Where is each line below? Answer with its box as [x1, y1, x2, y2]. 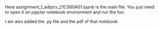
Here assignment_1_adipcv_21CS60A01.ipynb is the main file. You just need [5, 4, 155, 10]
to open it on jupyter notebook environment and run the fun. [5, 9, 125, 15]
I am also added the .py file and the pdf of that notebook [5, 19, 118, 24]
